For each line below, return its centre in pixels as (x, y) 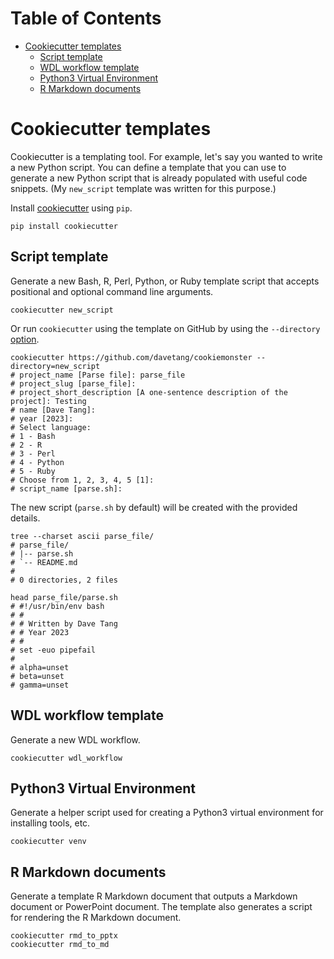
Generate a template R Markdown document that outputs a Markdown (154, 896)
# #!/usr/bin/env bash (57, 606)
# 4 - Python (37, 462)
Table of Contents (86, 18)
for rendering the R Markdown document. (96, 918)
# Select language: (51, 427)
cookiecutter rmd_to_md (60, 945)
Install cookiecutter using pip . (71, 208)
